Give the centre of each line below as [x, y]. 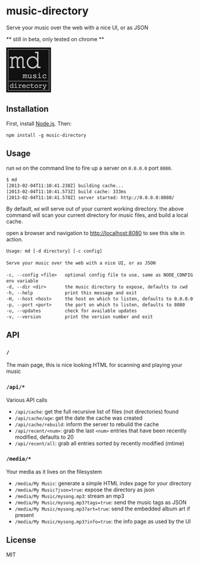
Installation [27, 109]
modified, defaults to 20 [44, 437]
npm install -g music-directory [46, 135]
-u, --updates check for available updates [71, 311]
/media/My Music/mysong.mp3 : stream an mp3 [69, 496]
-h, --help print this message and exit [71, 293]
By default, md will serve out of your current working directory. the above [95, 209]
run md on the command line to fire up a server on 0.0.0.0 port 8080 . [89, 168]
